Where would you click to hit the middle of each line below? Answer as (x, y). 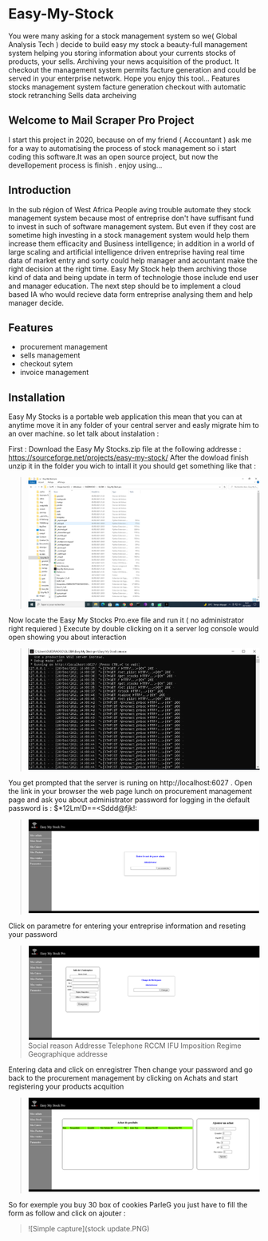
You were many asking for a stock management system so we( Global (123, 36)
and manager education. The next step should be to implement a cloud (125, 286)
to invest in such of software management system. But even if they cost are (132, 226)
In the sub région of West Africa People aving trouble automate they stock (130, 209)
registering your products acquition (66, 1086)
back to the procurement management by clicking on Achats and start (123, 1077)
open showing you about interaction (67, 637)
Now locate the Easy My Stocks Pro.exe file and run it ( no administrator (126, 620)
